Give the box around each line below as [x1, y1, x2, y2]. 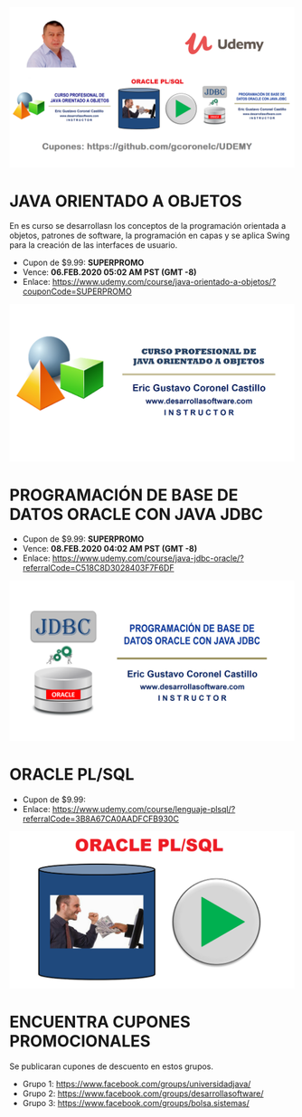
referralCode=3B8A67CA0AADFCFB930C [22, 813, 179, 824]
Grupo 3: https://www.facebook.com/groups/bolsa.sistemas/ [22, 1097, 250, 1108]
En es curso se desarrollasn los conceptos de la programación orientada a [9, 221, 287, 232]
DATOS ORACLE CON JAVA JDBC [9, 504, 264, 525]
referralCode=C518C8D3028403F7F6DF [22, 563, 175, 573]
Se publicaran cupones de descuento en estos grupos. [9, 1061, 214, 1072]
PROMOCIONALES [9, 1031, 151, 1052]
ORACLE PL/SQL [9, 764, 135, 785]
